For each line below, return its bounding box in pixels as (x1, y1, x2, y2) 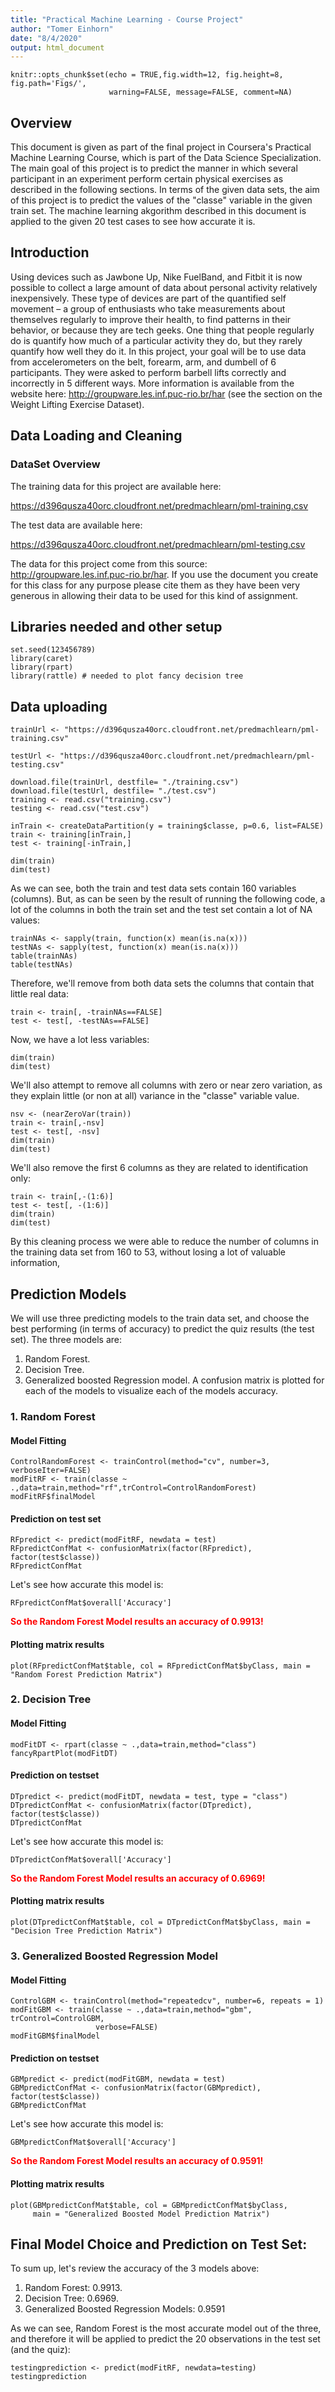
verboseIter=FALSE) (10, 1466, 92, 1476)
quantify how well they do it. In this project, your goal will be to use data (10, 345, 307, 357)
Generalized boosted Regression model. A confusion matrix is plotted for (24, 1374, 325, 1386)
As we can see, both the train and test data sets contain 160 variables (10, 882, 297, 895)
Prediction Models (10, 1286, 127, 1303)
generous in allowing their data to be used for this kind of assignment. (10, 589, 299, 601)
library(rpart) (10, 662, 74, 673)
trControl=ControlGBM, (10, 2014, 105, 2024)
